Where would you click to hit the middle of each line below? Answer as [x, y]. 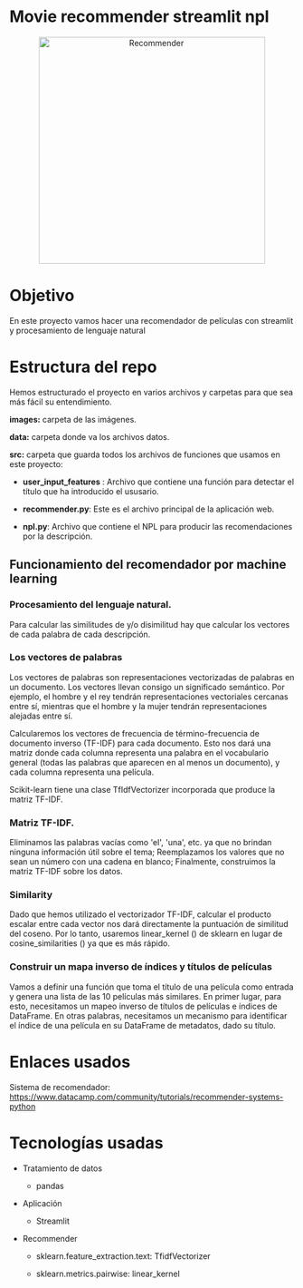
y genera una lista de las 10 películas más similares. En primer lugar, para [146, 996]
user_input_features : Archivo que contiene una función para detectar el [158, 482]
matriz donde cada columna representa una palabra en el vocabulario [139, 752]
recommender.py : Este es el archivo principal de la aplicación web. [148, 509]
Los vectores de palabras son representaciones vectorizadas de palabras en [152, 677]
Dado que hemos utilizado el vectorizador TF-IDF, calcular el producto [141, 914]
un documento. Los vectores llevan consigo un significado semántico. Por [147, 687]
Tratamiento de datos [62, 1168]
